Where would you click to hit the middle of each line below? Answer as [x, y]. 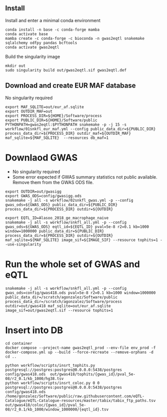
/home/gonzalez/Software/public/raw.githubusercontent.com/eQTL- [75, 396]
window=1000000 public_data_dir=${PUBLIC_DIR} [55, 231]
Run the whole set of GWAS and [73, 264]
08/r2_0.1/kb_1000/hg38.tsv [35, 379]
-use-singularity [23, 244]
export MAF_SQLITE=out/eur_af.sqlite [45, 107]
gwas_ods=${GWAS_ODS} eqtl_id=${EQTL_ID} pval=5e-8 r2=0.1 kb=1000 [77, 227]
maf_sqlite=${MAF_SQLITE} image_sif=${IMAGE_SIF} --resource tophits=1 [81, 240]
